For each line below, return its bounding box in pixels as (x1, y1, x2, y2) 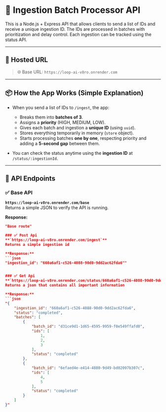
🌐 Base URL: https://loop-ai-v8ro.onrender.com (17, 69, 118, 75)
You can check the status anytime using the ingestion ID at (12, 150, 133, 156)
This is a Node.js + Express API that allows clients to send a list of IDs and (5, 21, 156, 27)
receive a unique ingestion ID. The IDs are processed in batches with (5, 26, 145, 32)
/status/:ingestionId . (12, 155, 58, 161)
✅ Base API (5, 189, 33, 196)
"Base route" (5, 224, 32, 229)
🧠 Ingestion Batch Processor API (5, 4, 141, 16)
